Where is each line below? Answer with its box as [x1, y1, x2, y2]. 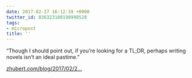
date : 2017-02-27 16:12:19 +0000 [6, 8, 90, 15]
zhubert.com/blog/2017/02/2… [6, 65, 82, 72]
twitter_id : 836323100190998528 [6, 14, 87, 20]
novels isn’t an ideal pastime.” [6, 54, 80, 61]
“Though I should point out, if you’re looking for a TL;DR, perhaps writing [6, 47, 186, 54]
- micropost [6, 25, 36, 32]
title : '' [6, 31, 31, 37]
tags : [6, 20, 20, 26]
